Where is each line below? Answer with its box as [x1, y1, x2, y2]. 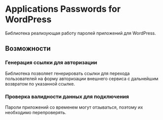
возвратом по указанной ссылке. [5, 81, 75, 87]
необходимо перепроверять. [5, 109, 66, 115]
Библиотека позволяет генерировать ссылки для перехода [5, 70, 130, 76]
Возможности [5, 44, 51, 53]
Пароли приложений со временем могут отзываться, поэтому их [5, 104, 143, 110]
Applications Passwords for [5, 3, 121, 15]
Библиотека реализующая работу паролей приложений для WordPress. [5, 30, 156, 36]
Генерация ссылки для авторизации [5, 59, 98, 66]
